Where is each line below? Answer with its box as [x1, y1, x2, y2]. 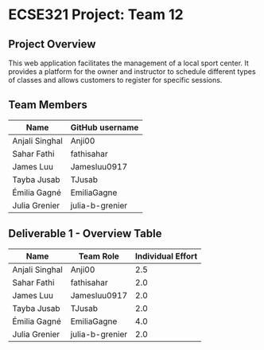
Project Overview [8, 37, 96, 51]
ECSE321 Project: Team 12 [8, 6, 184, 24]
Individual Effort [134, 251, 198, 262]
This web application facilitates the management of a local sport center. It [8, 58, 249, 68]
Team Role [78, 251, 119, 262]
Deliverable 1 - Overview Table [8, 227, 162, 240]
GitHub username [70, 122, 139, 133]
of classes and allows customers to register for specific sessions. [8, 76, 223, 84]
